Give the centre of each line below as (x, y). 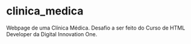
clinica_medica (45, 11)
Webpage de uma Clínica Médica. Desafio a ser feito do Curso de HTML (96, 28)
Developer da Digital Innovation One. (52, 34)
